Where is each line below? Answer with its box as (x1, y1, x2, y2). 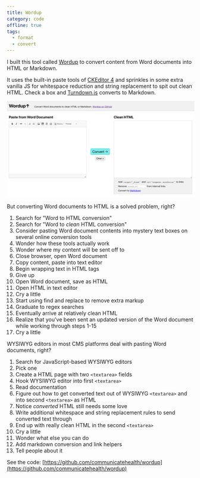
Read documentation (15, 384, 67, 391)
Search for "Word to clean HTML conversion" (15, 221, 127, 228)
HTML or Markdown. (7, 65, 58, 72)
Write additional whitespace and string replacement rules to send (15, 409, 176, 416)
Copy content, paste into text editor (15, 259, 103, 266)
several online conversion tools (15, 234, 92, 241)
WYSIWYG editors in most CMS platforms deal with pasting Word (7, 341, 167, 348)
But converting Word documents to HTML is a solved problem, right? (7, 203, 175, 210)
